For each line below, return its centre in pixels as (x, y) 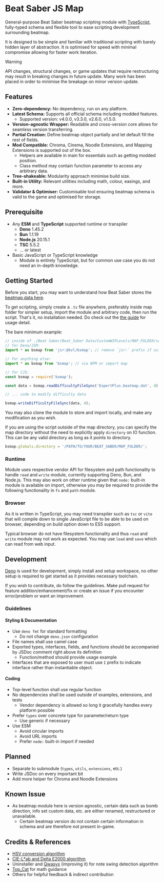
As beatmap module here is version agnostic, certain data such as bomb (85, 806)
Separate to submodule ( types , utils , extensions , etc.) (67, 768)
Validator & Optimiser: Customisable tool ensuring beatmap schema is (83, 191)
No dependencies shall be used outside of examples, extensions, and (82, 695)
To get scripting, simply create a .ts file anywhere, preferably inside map (79, 307)
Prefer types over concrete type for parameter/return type (70, 715)
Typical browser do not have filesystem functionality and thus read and (76, 533)
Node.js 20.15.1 (35, 239)
